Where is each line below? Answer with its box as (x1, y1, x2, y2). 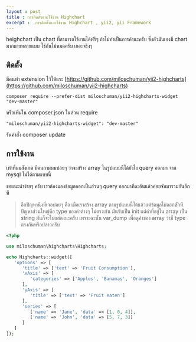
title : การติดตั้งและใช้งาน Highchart (6, 14, 86, 20)
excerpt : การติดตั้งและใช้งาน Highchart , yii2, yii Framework (6, 19, 152, 25)
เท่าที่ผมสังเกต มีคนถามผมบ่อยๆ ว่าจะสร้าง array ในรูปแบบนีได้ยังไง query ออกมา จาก (6, 165, 177, 171)
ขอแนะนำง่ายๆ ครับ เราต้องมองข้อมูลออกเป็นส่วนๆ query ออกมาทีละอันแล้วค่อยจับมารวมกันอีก (6, 183, 190, 189)
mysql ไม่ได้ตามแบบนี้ (6, 171, 51, 177)
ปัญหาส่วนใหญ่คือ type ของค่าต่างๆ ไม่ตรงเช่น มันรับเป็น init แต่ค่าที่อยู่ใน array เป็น (20, 208, 188, 215)
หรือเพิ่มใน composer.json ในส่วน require (6, 109, 98, 116)
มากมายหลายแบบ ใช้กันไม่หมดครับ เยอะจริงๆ (6, 42, 93, 50)
